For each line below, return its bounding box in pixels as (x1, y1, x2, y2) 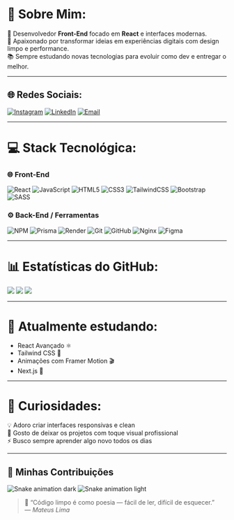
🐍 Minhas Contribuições (7, 466, 114, 478)
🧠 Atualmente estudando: (7, 318, 158, 334)
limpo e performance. (7, 44, 70, 52)
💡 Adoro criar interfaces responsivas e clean (7, 421, 136, 429)
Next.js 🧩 (17, 367, 44, 375)
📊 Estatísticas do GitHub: (7, 259, 159, 275)
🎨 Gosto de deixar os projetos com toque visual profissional (7, 429, 179, 438)
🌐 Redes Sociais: (7, 89, 82, 101)
